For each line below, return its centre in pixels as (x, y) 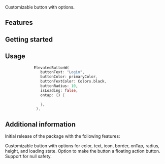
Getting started (29, 39)
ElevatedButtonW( (51, 68)
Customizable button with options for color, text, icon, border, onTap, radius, (82, 146)
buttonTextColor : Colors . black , (73, 82)
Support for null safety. (28, 156)
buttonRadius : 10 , (59, 86)
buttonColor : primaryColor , (69, 77)
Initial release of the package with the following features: (63, 136)
